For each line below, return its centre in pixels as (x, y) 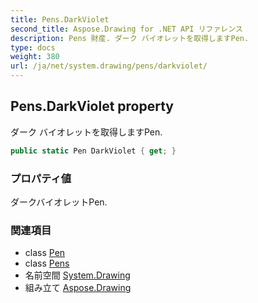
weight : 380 (35, 57)
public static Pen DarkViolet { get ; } (93, 151)
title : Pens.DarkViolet (60, 19)
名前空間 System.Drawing (77, 275)
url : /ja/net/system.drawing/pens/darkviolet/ (109, 66)
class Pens (47, 263)
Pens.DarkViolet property (92, 106)
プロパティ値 (41, 178)
